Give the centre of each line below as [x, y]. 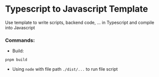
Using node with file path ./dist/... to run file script [65, 69]
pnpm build [16, 60]
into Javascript [20, 27]
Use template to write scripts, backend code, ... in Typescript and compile [80, 22]
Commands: [20, 40]
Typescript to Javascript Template [77, 9]
